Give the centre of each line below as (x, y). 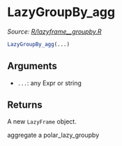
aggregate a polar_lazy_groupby (53, 135)
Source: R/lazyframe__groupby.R (55, 31)
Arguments (32, 66)
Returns (25, 105)
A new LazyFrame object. (42, 122)
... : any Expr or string (49, 83)
